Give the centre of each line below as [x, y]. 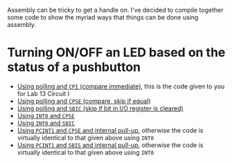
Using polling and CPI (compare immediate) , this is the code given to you [121, 86]
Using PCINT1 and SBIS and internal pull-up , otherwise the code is [110, 145]
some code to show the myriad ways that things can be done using [103, 17]
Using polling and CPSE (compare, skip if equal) [84, 101]
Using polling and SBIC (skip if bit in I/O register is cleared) [100, 108]
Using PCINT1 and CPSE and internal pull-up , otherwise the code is [110, 130]
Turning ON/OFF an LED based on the [116, 53]
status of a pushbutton [74, 67]
